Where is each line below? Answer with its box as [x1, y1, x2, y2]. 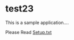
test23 [5, 3, 34, 14]
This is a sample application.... [5, 19, 69, 25]
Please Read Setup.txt [5, 29, 52, 35]
